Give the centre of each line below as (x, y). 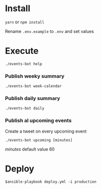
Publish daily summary (33, 99)
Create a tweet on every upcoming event (46, 131)
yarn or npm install (25, 22)
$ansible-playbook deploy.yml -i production (51, 182)
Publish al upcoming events (38, 120)
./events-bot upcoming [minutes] (39, 140)
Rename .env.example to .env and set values (50, 31)
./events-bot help (24, 64)
